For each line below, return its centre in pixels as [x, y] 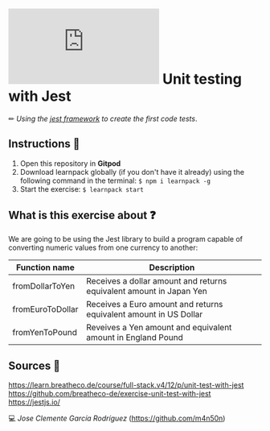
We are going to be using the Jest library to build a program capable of [126, 238]
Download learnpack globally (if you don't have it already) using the [132, 172]
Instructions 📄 [44, 144]
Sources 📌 [35, 365]
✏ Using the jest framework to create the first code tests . [103, 118]
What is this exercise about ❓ [82, 215]
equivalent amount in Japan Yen [147, 291]
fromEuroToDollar [45, 309]
